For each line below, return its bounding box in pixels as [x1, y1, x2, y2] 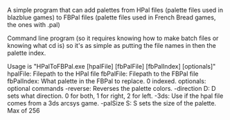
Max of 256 [7, 107, 40, 114]
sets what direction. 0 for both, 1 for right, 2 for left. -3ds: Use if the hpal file [7, 92, 224, 100]
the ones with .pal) [7, 21, 60, 28]
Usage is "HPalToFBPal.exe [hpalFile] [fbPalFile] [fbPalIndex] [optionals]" [7, 62, 216, 70]
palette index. [7, 49, 46, 57]
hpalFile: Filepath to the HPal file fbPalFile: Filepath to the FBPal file [7, 69, 199, 78]
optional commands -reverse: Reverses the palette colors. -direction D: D [7, 85, 216, 92]
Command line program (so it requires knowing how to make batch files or [7, 34, 219, 42]
